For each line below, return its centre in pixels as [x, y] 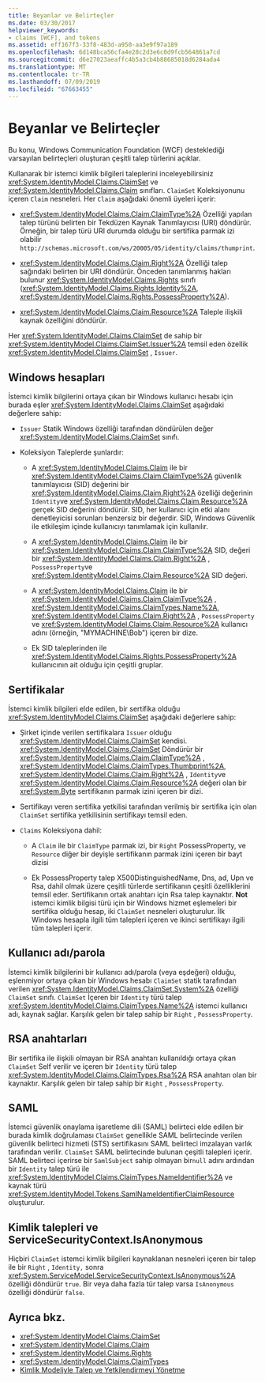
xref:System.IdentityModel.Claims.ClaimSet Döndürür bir [111, 749]
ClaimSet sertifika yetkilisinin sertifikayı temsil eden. [103, 814]
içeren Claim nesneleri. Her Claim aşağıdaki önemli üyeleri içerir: [112, 199]
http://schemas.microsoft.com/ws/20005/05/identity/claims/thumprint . [137, 248]
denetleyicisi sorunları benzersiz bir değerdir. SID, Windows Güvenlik [143, 518]
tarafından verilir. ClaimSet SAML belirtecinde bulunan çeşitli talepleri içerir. [130, 1152]
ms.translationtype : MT [47, 67]
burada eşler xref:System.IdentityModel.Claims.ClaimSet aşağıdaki [116, 405]
